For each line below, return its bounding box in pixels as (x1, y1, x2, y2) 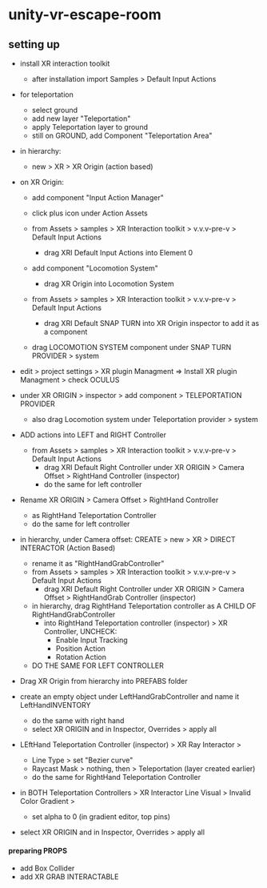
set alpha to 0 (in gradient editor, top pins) (31, 812, 170, 822)
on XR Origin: (19, 178, 64, 187)
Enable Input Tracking (55, 635, 128, 645)
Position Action (55, 644, 106, 653)
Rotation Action (55, 653, 106, 661)
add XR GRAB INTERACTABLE (19, 872, 119, 882)
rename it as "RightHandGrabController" (31, 559, 165, 568)
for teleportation (19, 90, 74, 99)
